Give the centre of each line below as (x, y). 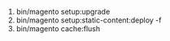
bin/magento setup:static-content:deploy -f (89, 20)
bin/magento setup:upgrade (63, 12)
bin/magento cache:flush (58, 29)
